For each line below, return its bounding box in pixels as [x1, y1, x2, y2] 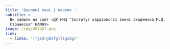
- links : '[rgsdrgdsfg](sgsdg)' [10, 36, 79, 41]
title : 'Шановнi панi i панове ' [5, 7, 77, 13]
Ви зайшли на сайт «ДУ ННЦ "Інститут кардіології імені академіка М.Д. [10, 17, 166, 22]
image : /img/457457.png [5, 27, 56, 32]
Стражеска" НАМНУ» [10, 21, 50, 27]
